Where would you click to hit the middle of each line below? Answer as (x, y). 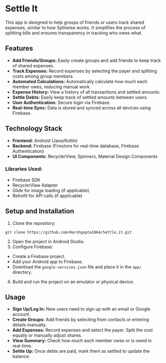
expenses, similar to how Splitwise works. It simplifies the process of (75, 27)
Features (19, 48)
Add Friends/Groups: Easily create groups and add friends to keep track (86, 60)
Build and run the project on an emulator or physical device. (73, 282)
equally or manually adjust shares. (47, 335)
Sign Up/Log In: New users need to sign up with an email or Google (81, 309)
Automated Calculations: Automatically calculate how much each (80, 81)
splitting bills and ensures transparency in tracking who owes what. (74, 33)
